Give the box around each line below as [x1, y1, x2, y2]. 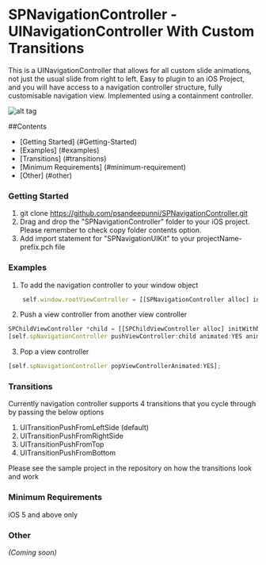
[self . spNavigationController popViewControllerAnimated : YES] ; [8, 363, 222, 371]
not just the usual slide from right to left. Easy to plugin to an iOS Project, [8, 74, 245, 83]
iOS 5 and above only [8, 509, 78, 519]
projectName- [196, 234, 243, 244]
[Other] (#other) [19, 171, 73, 180]
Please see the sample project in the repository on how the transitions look [8, 463, 252, 473]
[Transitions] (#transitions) [19, 153, 107, 163]
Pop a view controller [19, 347, 89, 356]
